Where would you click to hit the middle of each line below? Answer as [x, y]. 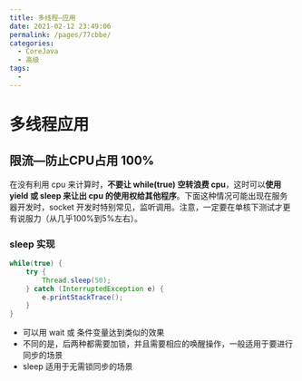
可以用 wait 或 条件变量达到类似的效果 [93, 333]
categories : [32, 43]
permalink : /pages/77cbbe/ [60, 34]
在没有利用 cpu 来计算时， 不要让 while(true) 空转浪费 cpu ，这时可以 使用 [146, 184]
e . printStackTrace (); [83, 297]
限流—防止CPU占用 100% [82, 161]
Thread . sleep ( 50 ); [77, 280]
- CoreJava [38, 52]
